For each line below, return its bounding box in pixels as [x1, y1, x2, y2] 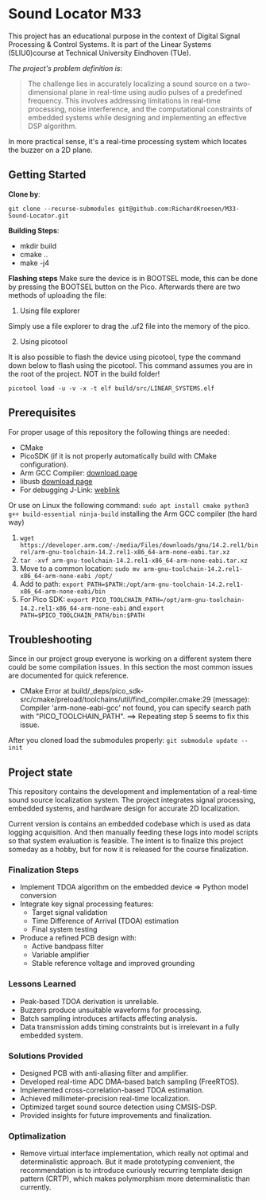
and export [128, 603, 165, 612]
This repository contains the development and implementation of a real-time [8, 787, 257, 796]
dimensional [27, 87, 68, 96]
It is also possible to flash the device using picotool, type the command [8, 352, 241, 362]
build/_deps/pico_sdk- [71, 686, 145, 696]
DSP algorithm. [27, 121, 77, 131]
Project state [8, 765, 73, 779]
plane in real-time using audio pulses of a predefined [69, 87, 243, 96]
